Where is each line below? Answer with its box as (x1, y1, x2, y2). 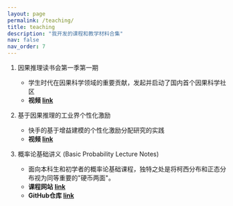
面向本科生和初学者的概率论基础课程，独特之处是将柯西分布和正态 (28, 165, 220, 173)
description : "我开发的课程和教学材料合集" (7, 30, 124, 37)
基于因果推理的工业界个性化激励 (17, 111, 111, 119)
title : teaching (7, 23, 55, 30)
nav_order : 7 (7, 43, 46, 50)
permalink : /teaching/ (7, 17, 74, 24)
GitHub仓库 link (28, 191, 74, 200)
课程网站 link (28, 183, 66, 190)
